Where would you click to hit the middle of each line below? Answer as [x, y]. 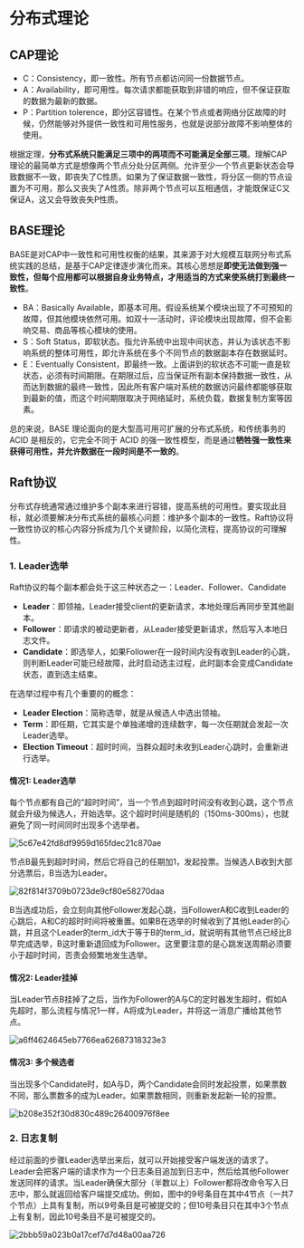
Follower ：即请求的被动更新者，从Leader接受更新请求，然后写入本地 [151, 629]
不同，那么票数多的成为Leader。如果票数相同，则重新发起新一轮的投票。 [146, 1095]
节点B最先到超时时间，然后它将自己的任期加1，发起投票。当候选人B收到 [143, 862]
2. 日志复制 [33, 1138]
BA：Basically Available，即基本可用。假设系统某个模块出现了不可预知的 [157, 307]
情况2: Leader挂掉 [44, 977]
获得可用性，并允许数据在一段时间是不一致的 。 [96, 451]
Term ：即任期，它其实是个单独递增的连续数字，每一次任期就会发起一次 [155, 724]
